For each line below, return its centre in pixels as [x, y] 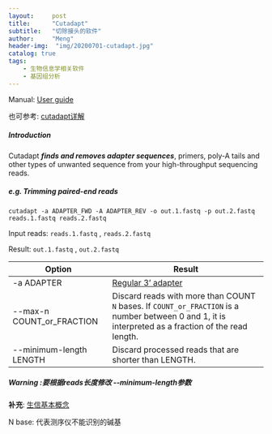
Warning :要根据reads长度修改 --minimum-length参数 [100, 383]
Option [58, 269]
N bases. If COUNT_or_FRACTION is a [175, 306]
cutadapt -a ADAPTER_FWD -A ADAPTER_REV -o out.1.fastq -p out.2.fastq [132, 211]
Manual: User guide [41, 99]
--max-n [31, 311]
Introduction [30, 135]
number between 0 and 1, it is [169, 316]
